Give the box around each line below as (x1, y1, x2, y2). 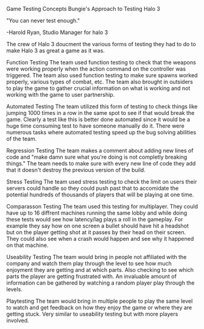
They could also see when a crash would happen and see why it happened (6, 235, 194, 242)
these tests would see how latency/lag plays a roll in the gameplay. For (6, 216, 183, 223)
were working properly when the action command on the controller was (6, 65, 186, 72)
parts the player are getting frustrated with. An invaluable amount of (6, 273, 177, 280)
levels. (6, 286, 23, 293)
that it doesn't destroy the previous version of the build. (6, 167, 146, 173)
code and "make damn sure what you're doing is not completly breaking (6, 153, 188, 161)
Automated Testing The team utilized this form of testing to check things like (6, 103, 198, 110)
